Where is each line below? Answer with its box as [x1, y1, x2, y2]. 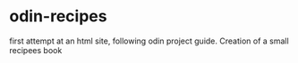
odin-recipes [9, 6, 107, 27]
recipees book [9, 44, 63, 55]
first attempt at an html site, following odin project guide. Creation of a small [9, 35, 289, 46]
